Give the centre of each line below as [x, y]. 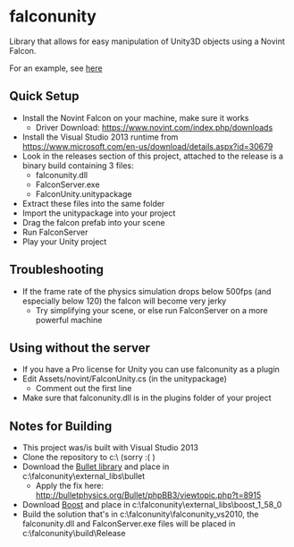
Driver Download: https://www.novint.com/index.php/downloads [154, 127]
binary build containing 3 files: [78, 165]
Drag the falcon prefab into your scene [93, 222]
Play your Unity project [64, 241]
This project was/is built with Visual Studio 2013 [110, 448]
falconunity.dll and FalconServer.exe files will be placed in [129, 524]
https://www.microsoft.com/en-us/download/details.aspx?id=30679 [147, 146]
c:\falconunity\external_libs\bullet [84, 476]
